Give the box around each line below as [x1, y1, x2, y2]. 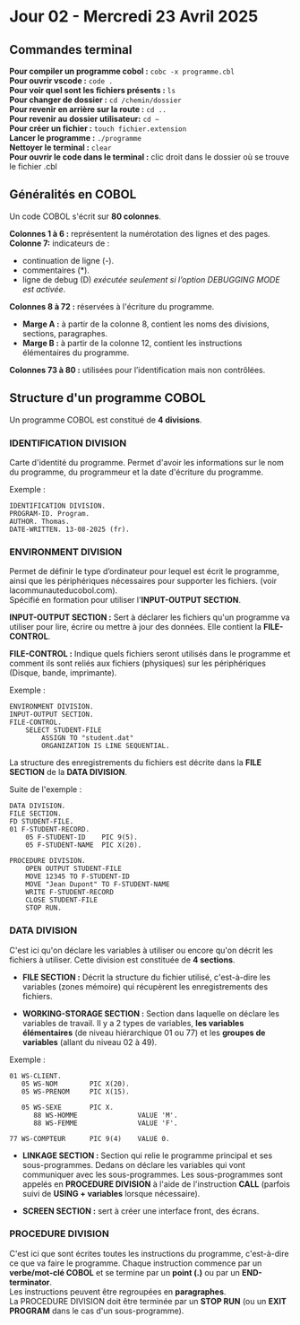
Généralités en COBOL [9, 187, 137, 203]
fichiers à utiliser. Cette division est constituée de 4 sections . [9, 954, 236, 965]
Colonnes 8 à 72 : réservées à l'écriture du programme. [9, 301, 215, 311]
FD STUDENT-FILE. [9, 817, 74, 826]
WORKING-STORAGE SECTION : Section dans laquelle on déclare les [21, 1007, 280, 1019]
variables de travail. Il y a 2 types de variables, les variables [21, 1017, 244, 1028]
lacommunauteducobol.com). [9, 585, 118, 596]
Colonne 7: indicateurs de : [9, 238, 110, 248]
